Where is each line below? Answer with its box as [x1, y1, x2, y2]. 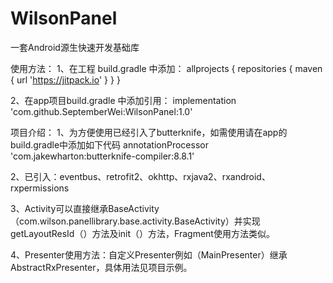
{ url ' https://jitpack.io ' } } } [10, 73, 121, 86]
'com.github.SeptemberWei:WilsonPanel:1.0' [10, 105, 193, 117]
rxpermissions [10, 182, 70, 194]
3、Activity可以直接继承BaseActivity [10, 202, 160, 214]
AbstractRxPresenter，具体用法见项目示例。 [10, 261, 193, 273]
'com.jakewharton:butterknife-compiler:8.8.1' [10, 150, 195, 162]
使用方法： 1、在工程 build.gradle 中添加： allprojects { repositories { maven [10, 62, 323, 74]
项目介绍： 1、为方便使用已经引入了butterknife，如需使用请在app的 [10, 126, 288, 138]
